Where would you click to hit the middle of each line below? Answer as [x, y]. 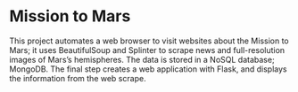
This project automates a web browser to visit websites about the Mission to [149, 41]
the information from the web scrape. [78, 78]
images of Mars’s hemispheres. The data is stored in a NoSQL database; [142, 59]
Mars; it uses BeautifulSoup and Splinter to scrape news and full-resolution [147, 50]
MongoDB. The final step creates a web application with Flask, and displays [148, 69]
